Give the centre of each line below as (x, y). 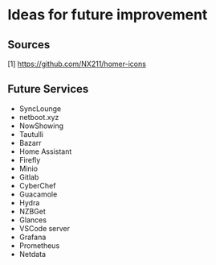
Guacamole (38, 194)
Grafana (33, 237)
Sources (29, 45)
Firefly (30, 159)
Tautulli (31, 134)
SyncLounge (40, 108)
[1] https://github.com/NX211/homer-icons (77, 64)
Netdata (32, 254)
